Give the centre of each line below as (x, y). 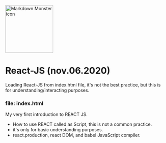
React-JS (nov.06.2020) (58, 71)
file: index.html (24, 103)
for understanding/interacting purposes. (47, 90)
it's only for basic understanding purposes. (58, 130)
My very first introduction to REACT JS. (47, 115)
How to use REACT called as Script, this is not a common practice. (82, 124)
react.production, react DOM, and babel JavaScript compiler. (77, 135)
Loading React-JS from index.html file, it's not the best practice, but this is (83, 84)
